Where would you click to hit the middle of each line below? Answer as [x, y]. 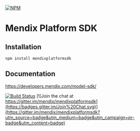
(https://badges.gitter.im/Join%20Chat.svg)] [51, 107]
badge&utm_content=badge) [35, 123]
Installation [23, 47]
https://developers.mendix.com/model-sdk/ [51, 86]
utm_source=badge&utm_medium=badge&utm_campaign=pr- [70, 117]
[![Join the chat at [55, 96]
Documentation [30, 74]
